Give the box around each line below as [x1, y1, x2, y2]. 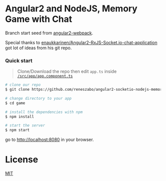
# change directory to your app [5, 96, 72, 101]
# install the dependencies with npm [5, 110, 83, 115]
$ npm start [5, 127, 30, 133]
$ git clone [5, 87, 30, 92]
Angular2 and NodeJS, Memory [5, 3, 137, 14]
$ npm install [5, 114, 35, 119]
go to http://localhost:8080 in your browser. [5, 137, 94, 143]
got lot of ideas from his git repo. [5, 45, 72, 51]
